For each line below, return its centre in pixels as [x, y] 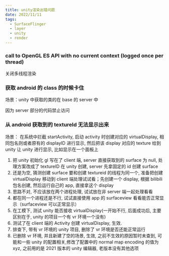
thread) [15, 62]
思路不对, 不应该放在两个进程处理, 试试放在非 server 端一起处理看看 [82, 191]
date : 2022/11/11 [23, 15]
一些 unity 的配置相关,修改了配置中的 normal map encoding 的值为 [90, 242]
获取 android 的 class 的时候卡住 [45, 88]
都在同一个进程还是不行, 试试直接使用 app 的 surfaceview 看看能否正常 [86, 198]
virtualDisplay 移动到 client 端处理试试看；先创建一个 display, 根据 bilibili [88, 179]
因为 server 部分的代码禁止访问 [37, 110]
